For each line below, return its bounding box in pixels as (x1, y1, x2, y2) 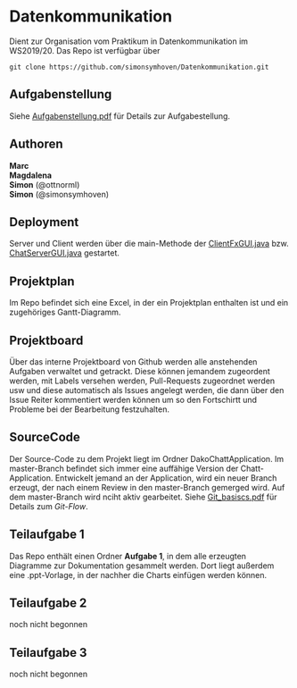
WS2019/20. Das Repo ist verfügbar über (9, 45, 161, 55)
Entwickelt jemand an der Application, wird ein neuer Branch (54, 472, 277, 483)
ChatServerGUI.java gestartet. (9, 248, 120, 258)
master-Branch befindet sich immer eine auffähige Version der (9, 463, 239, 474)
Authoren (9, 137, 64, 152)
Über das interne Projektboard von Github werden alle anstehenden (9, 357, 258, 367)
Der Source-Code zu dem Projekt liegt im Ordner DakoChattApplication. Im (9, 453, 285, 464)
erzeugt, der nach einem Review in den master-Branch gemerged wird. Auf (9, 482, 285, 492)
